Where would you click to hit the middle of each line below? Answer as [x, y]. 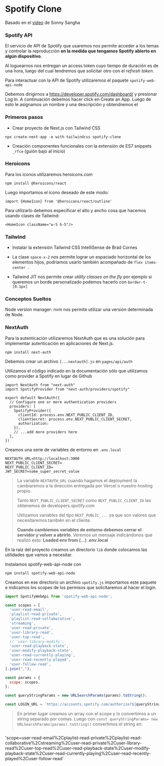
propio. [24, 491]
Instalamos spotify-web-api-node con [43, 564]
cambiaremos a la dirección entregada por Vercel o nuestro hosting [85, 485]
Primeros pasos [24, 117]
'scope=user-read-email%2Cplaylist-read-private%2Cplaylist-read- [74, 738]
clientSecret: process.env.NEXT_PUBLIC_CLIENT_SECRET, [75, 419]
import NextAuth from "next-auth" [40, 385]
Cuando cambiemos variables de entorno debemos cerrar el [79, 529]
